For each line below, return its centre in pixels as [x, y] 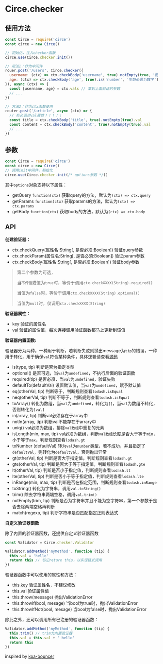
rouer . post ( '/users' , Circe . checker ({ [44, 71]
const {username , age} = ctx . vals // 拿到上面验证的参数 [65, 88]
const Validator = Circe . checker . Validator [50, 543]
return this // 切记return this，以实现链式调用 [56, 560]
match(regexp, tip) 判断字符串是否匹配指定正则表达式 [65, 512]
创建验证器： [18, 239]
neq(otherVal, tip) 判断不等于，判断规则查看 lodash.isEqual [71, 397]
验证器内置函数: [21, 340]
